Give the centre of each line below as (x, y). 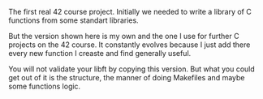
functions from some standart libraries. (74, 20)
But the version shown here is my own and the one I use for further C (124, 36)
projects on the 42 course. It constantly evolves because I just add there (129, 45)
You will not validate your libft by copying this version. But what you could (132, 69)
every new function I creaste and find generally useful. (100, 53)
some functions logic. (45, 86)
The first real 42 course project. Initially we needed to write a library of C (130, 12)
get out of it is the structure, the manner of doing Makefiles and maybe (127, 77)
